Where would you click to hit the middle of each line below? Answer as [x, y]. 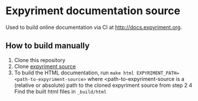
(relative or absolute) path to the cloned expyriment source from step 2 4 [103, 85]
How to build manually [48, 46]
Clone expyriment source [45, 66]
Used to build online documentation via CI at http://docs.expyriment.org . [94, 27]
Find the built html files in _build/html [60, 91]
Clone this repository [40, 60]
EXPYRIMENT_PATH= [158, 73]
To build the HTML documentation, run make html [74, 73]
